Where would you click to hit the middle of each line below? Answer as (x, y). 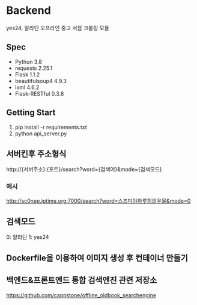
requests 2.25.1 (34, 68)
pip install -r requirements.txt (51, 127)
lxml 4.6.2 (27, 87)
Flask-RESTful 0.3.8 (39, 93)
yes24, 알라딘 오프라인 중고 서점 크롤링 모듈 (58, 28)
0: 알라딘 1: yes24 (28, 237)
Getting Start (31, 113)
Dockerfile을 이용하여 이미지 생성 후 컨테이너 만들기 (97, 258)
